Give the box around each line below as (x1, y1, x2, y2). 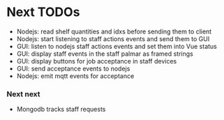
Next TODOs (6, 4, 80, 20)
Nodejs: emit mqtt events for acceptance (16, 71, 135, 80)
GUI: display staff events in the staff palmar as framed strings (16, 50, 193, 58)
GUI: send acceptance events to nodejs (16, 64, 130, 73)
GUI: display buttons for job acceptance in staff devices (16, 57, 177, 65)
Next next (6, 89, 40, 98)
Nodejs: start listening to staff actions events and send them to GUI (16, 34, 210, 43)
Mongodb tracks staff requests (16, 105, 106, 114)
